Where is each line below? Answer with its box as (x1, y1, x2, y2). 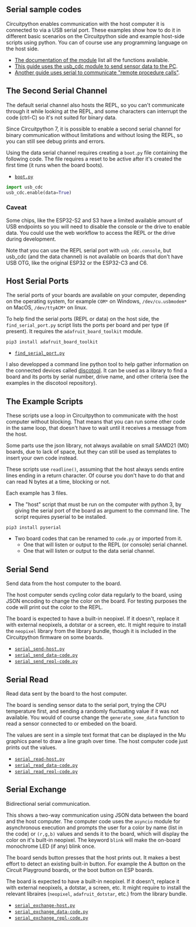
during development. (6, 235, 57, 242)
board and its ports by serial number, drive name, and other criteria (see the (6, 373, 189, 380)
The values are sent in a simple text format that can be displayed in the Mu (6, 731, 186, 738)
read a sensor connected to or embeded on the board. (6, 720, 137, 727)
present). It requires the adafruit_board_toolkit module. (6, 328, 143, 335)
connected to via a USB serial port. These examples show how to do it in (6, 26, 181, 33)
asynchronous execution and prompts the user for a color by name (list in (6, 824, 183, 831)
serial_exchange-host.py (14, 902, 75, 908)
